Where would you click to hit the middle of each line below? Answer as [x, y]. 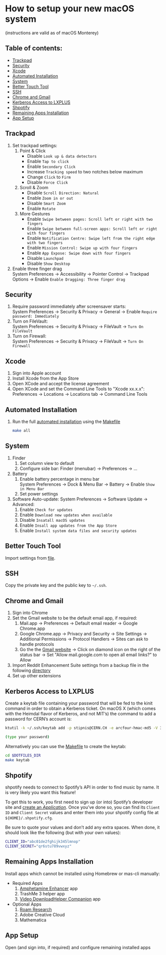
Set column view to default [47, 463]
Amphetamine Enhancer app [49, 888]
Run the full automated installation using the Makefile [66, 421]
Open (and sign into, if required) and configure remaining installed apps [78, 947]
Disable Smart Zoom [46, 203]
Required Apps [27, 883]
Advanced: [23, 504]
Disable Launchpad [45, 258]
